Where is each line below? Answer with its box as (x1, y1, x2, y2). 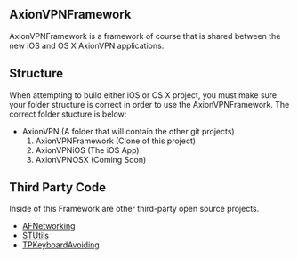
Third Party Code (9, 180, 107, 195)
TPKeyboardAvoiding (21, 239, 100, 250)
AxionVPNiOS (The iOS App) (35, 144, 140, 155)
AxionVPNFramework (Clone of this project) (35, 135, 197, 146)
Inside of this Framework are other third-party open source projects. (9, 204, 260, 214)
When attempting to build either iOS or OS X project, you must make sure (9, 89, 278, 101)
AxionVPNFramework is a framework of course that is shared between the (9, 30, 281, 41)
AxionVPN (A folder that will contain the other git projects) (21, 125, 235, 136)
